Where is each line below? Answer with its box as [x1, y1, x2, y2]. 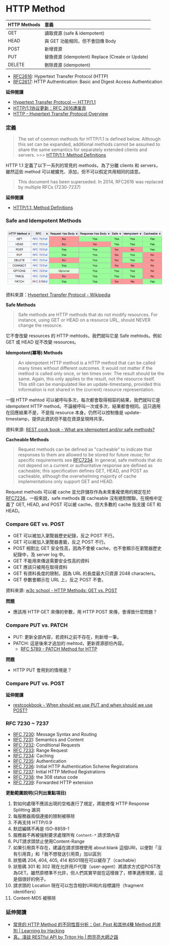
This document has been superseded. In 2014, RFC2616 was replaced [18, 179, 163, 185]
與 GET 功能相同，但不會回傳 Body [44, 38, 116, 44]
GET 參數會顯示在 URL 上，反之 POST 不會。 [13, 577, 106, 583]
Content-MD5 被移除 [13, 895, 56, 901]
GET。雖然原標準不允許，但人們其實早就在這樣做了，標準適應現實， [17, 870, 159, 876]
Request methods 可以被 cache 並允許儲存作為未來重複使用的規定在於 [6, 489, 151, 495]
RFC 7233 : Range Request [13, 748, 68, 754]
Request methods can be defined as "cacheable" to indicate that [18, 446, 152, 452]
